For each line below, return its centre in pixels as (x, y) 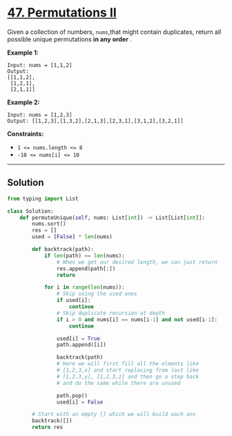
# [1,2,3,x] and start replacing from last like (127, 370)
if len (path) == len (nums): (85, 256)
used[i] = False (80, 402)
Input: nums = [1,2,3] (40, 115)
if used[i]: (74, 301)
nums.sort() (49, 224)
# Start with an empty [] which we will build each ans (114, 415)
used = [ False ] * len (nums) (72, 237)
